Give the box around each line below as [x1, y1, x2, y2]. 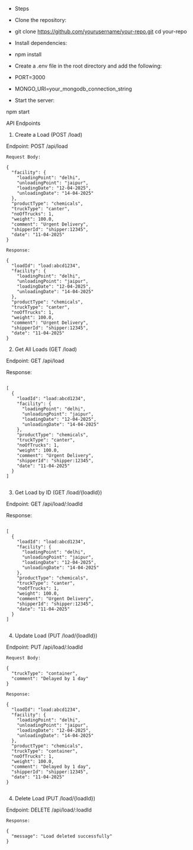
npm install [14, 51, 42, 58]
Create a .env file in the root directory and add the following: [14, 62, 162, 69]
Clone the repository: [14, 17, 67, 23]
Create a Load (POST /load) [14, 131, 83, 138]
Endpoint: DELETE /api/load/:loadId [6, 806, 92, 813]
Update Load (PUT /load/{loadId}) [14, 632, 98, 639]
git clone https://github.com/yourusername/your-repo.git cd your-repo [14, 28, 188, 35]
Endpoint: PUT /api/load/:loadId [6, 643, 83, 651]
